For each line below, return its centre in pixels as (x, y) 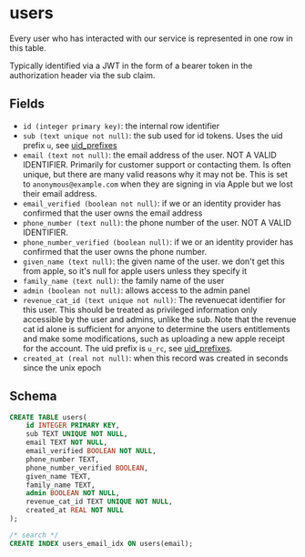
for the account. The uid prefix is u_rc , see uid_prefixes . (127, 348)
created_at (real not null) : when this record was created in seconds (155, 358)
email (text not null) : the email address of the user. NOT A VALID (150, 155)
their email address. (60, 193)
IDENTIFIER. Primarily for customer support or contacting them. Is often (157, 164)
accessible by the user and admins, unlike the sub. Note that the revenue (159, 319)
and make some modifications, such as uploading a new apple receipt (153, 339)
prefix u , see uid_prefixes (70, 145)
